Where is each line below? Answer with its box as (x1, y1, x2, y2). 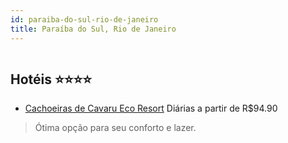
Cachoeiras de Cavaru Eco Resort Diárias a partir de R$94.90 (24, 102, 278, 115)
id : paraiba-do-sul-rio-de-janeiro (10, 14, 159, 25)
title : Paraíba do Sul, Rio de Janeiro (10, 24, 177, 34)
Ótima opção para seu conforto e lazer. (34, 122, 197, 134)
